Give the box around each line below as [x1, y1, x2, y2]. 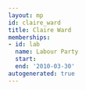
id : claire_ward [8, 19, 61, 27]
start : [15, 56, 37, 63]
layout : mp [8, 11, 44, 20]
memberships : [8, 33, 51, 41]
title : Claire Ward [8, 26, 72, 34]
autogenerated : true [8, 70, 76, 77]
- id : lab [8, 41, 41, 49]
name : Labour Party [15, 48, 79, 56]
